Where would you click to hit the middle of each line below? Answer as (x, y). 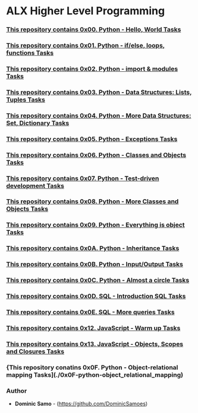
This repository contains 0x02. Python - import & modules (92, 68)
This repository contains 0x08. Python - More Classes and (92, 201)
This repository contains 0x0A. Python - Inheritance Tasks (93, 248)
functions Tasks (30, 53)
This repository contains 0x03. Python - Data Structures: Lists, (99, 92)
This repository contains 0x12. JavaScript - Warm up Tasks (93, 328)
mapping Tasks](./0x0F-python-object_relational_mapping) (95, 374)
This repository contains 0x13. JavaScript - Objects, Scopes (95, 344)
